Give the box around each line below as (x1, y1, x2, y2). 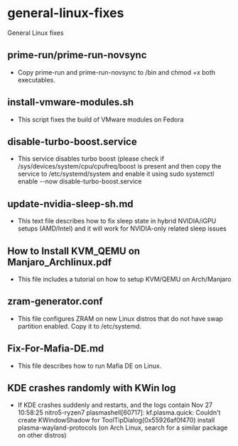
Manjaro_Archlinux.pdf (7, 256, 112, 268)
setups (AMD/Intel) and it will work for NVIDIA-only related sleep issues (17, 224, 227, 233)
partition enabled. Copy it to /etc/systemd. (17, 322, 142, 330)
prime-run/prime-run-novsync (7, 49, 147, 61)
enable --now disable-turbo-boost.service (17, 177, 142, 186)
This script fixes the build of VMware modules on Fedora (17, 115, 184, 124)
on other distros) (17, 431, 67, 440)
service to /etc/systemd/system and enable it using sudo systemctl (17, 169, 215, 179)
